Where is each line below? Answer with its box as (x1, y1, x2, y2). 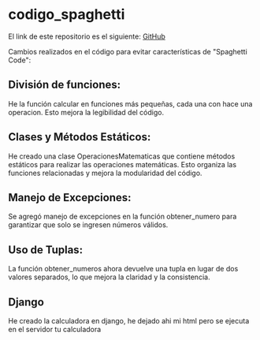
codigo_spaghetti (8, 6, 125, 24)
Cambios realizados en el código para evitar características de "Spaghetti (8, 47, 248, 56)
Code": (8, 55, 32, 65)
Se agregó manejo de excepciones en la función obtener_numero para (8, 211, 237, 222)
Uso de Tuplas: (8, 243, 84, 256)
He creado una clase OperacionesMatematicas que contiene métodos (8, 151, 236, 161)
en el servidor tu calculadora (8, 325, 102, 334)
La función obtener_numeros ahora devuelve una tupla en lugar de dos (8, 264, 239, 274)
